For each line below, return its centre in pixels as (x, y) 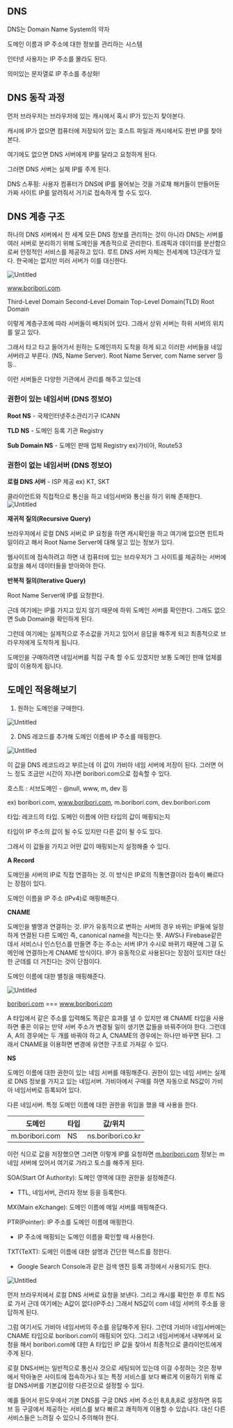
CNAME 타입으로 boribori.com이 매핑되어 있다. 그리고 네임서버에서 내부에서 (111, 1335)
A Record (21, 860)
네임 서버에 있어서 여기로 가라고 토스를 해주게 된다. (76, 1162)
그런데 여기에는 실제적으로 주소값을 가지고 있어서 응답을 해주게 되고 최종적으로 (113, 634)
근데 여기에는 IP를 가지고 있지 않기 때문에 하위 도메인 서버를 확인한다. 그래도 (110, 610)
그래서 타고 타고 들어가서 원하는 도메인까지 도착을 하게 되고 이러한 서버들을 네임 (115, 347)
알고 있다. (27, 332)
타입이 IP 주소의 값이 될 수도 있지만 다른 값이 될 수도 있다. (85, 831)
